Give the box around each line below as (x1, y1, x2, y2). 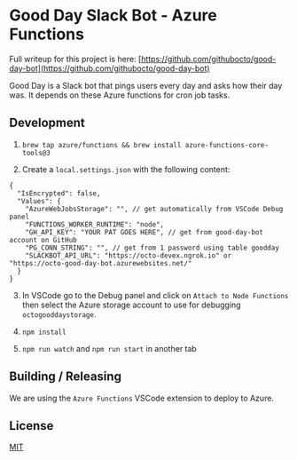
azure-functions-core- (184, 140, 269, 149)
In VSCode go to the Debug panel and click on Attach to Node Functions (21, 289, 289, 300)
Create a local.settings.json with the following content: (21, 163, 231, 174)
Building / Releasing (9, 369, 122, 385)
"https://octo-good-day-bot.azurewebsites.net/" (9, 258, 192, 267)
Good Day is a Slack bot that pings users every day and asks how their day (9, 80, 283, 91)
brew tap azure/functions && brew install (21, 140, 182, 149)
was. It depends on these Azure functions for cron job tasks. (9, 90, 231, 100)
